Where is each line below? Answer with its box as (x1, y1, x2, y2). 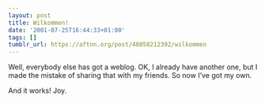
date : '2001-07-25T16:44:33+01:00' (8, 26, 126, 34)
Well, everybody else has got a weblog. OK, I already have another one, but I (8, 62, 258, 72)
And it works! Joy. (8, 86, 67, 95)
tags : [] (8, 33, 37, 42)
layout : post (8, 11, 51, 20)
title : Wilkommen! (8, 19, 69, 27)
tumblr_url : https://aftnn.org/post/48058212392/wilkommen (8, 41, 207, 49)
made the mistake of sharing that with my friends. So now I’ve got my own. (8, 71, 252, 80)
